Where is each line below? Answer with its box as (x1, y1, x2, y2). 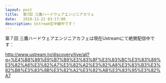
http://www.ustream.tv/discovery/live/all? (5, 52, 90, 58)
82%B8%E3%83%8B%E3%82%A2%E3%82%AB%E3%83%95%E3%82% (5, 68, 161, 74)
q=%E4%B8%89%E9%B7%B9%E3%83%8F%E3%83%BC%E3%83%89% (5, 57, 161, 63)
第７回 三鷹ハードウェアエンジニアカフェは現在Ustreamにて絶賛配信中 (5, 35, 151, 41)
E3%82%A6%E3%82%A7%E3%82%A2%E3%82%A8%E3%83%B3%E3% (5, 62, 161, 68)
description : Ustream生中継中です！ (5, 21, 76, 26)
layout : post (5, 7, 32, 12)
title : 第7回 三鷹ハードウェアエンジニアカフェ (5, 12, 95, 17)
